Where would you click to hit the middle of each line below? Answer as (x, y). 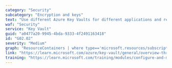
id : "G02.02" (19, 39)
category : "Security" (28, 10)
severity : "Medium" (26, 43)
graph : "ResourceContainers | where (44, 48)
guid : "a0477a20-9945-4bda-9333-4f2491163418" (56, 34)
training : (16, 58)
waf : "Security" (23, 24)
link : (11, 53)
